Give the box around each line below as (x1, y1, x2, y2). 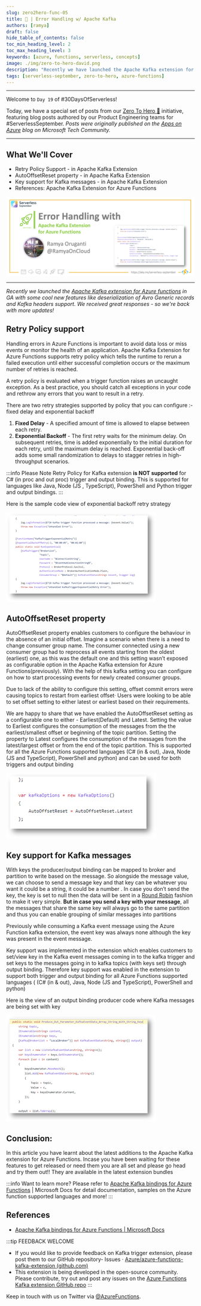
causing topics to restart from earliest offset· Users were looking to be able (6, 692, 191, 699)
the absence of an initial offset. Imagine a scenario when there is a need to (6, 636, 190, 643)
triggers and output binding (6, 761, 74, 768)
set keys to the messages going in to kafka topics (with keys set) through (6, 960, 187, 967)
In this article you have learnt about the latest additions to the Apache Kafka (6, 1149, 193, 1157)
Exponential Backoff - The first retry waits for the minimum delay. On (14, 432, 187, 439)
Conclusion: (6, 1133, 53, 1143)
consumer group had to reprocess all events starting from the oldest (6, 649, 175, 656)
